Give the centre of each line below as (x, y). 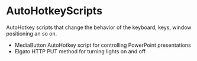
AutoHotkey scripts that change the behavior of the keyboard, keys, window (99, 27)
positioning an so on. (32, 33)
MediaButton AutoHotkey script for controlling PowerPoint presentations (103, 45)
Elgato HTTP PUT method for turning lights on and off (80, 51)
